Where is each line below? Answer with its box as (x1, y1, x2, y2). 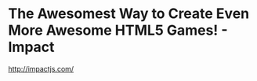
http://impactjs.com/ (8, 64, 74, 73)
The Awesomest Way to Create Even (8, 5, 250, 23)
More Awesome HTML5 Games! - (8, 21, 229, 39)
